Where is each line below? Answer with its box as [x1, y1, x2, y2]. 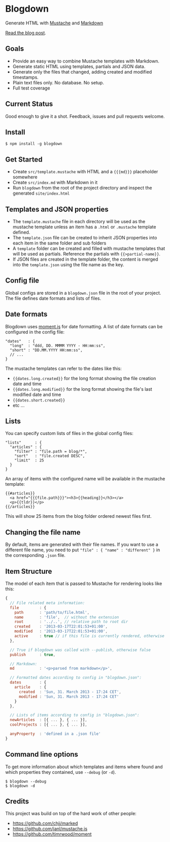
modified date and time [12, 391, 61, 397]
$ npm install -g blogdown [5, 141, 62, 146]
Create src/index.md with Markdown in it [12, 179, 98, 185]
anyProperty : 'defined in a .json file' [10, 731, 101, 737]
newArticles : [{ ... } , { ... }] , [10, 718, 87, 723]
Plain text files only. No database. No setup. [12, 79, 104, 85]
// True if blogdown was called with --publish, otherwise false [10, 647, 151, 652]
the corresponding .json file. [5, 552, 66, 558]
